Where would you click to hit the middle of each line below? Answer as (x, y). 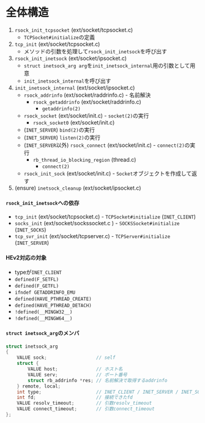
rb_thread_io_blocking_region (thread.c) (84, 159)
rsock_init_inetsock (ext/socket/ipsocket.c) (70, 58)
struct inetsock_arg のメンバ (43, 333)
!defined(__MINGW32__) (43, 312)
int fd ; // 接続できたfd (75, 398)
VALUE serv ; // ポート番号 (78, 375)
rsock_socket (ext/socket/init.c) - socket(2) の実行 (86, 115)
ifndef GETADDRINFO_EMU (45, 293)
